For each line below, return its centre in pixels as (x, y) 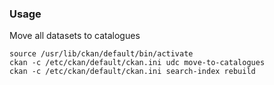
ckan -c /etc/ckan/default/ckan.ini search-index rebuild (132, 72)
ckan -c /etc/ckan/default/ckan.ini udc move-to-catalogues (137, 63)
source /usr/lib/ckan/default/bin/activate (101, 54)
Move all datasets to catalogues (75, 36)
